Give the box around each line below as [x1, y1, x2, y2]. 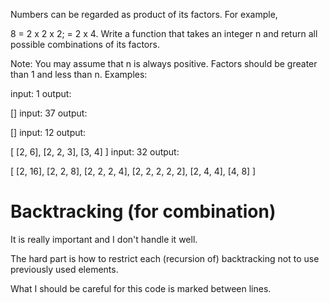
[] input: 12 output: [10, 127, 87, 138]
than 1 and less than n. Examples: [10, 69, 148, 80]
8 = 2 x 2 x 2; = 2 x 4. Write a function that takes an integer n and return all [10, 28, 318, 39]
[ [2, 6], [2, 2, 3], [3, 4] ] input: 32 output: [10, 146, 180, 158]
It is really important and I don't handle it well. [10, 233, 198, 245]
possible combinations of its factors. [10, 39, 160, 50]
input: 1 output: [10, 88, 72, 99]
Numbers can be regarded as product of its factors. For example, [10, 9, 278, 20]
